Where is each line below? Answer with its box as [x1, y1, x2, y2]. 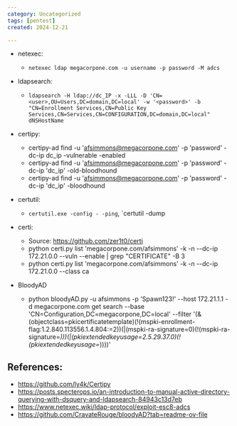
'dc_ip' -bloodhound [46, 181, 105, 190]
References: [7, 361, 63, 373]
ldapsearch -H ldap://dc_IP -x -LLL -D [28, 92, 147, 100]
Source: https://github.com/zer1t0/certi [28, 237, 144, 245]
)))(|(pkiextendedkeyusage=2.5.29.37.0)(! [60, 333, 181, 341]
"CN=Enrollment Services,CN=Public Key [28, 105, 147, 112]
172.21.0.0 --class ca [28, 267, 90, 275]
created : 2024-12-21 [7, 24, 69, 31]
